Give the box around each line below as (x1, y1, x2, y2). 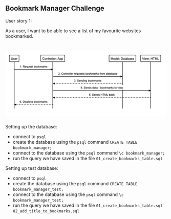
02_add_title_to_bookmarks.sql (12, 208, 80, 214)
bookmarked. (5, 33, 33, 39)
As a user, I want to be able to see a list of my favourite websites (5, 28, 141, 34)
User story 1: (5, 17, 32, 24)
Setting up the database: (5, 123, 57, 129)
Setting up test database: (5, 165, 58, 171)
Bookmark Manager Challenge (5, 4, 105, 13)
